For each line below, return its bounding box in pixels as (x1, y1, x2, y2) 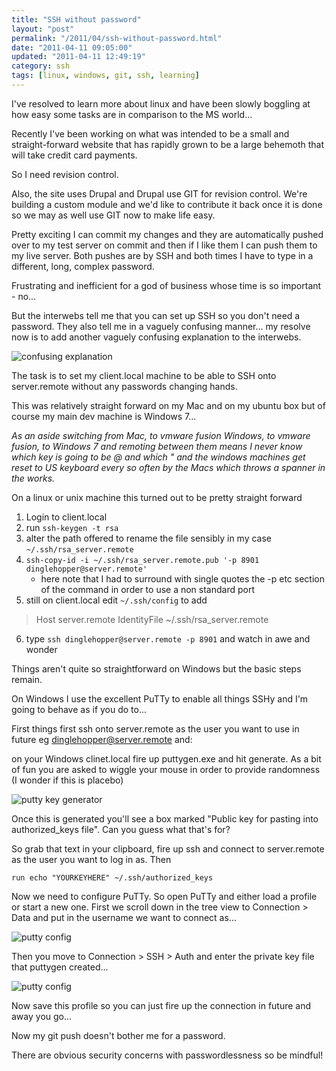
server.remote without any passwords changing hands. (11, 380, 238, 392)
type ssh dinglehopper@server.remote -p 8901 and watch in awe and (25, 632, 311, 645)
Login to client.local (25, 511, 108, 523)
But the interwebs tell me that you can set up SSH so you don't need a (11, 309, 301, 321)
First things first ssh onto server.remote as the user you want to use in (11, 722, 300, 735)
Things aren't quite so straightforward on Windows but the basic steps (11, 662, 302, 675)
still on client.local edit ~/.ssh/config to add (25, 594, 208, 606)
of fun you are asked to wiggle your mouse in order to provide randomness (11, 763, 321, 775)
